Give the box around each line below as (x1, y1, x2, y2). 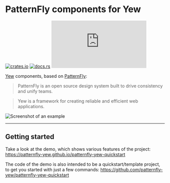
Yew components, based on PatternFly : (5, 73, 88, 79)
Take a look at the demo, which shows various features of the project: (5, 146, 151, 152)
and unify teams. (17, 88, 53, 94)
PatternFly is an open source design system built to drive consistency (17, 82, 163, 89)
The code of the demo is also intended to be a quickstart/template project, (5, 161, 160, 167)
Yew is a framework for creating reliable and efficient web (17, 98, 138, 104)
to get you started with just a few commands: (5, 166, 100, 172)
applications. (17, 103, 45, 109)
